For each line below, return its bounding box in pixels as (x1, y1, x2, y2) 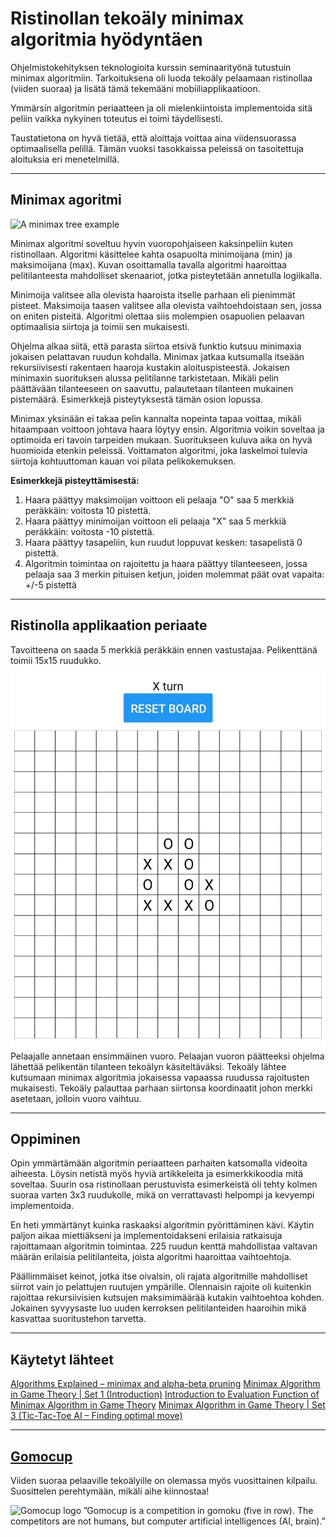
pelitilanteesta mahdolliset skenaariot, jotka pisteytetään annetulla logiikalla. (10, 269, 323, 281)
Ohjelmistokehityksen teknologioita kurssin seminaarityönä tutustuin (10, 61, 292, 73)
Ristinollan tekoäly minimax (10, 7, 245, 30)
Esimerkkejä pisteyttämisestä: (10, 474, 140, 486)
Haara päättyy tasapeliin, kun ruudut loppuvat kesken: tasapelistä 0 (24, 536, 303, 548)
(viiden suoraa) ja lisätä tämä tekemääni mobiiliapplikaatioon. (10, 82, 261, 94)
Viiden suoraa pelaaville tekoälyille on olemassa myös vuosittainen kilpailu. (10, 1474, 318, 1486)
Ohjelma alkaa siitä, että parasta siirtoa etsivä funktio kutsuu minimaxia (10, 340, 302, 352)
